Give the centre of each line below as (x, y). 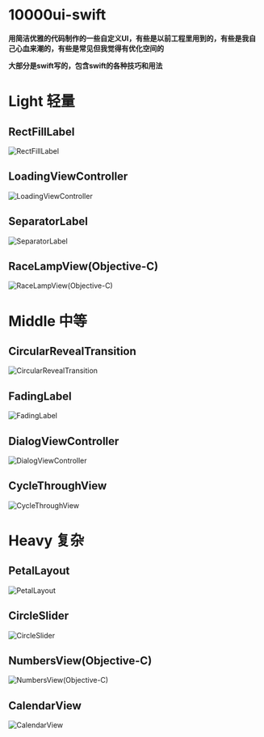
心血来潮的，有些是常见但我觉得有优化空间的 (89, 48)
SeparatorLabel (48, 221)
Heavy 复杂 (46, 540)
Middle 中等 (48, 321)
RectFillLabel (42, 131)
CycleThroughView (58, 486)
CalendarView (45, 705)
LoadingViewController (68, 177)
